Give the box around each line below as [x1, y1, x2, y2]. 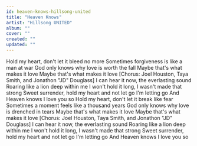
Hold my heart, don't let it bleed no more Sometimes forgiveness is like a [6, 57, 183, 65]
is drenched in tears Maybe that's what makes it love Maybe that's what [6, 108, 181, 115]
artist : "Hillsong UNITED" [6, 20, 73, 25]
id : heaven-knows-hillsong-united [6, 8, 91, 15]
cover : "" [6, 31, 31, 37]
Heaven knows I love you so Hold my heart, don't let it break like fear [6, 95, 173, 102]
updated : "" [6, 42, 35, 48]
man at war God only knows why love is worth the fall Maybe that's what [6, 64, 182, 71]
